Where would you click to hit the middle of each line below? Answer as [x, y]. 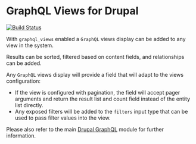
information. [21, 136]
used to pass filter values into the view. [63, 118]
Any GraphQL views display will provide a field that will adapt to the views [95, 74]
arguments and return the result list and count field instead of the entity [102, 99]
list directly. [29, 105]
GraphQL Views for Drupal [72, 11]
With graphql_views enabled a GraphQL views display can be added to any [96, 39]
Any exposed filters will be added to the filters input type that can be [101, 111]
